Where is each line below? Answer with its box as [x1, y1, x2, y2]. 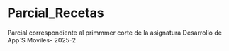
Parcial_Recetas [7, 5, 104, 21]
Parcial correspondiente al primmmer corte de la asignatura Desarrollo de [7, 28, 222, 37]
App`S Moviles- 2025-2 [7, 35, 77, 44]
